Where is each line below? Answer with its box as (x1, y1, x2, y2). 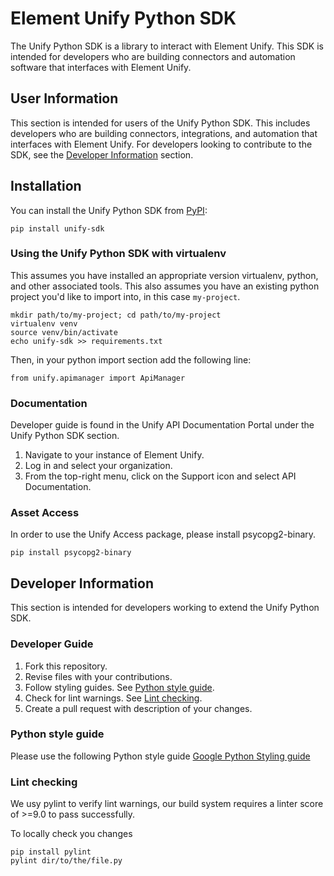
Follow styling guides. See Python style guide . (24, 681, 215, 693)
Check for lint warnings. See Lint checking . (24, 692, 203, 704)
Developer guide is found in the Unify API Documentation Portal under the (10, 419, 315, 431)
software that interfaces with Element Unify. (10, 61, 192, 73)
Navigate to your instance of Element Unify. (24, 449, 205, 461)
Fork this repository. (24, 660, 108, 672)
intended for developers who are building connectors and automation (10, 50, 296, 62)
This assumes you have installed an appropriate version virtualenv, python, (10, 269, 319, 281)
